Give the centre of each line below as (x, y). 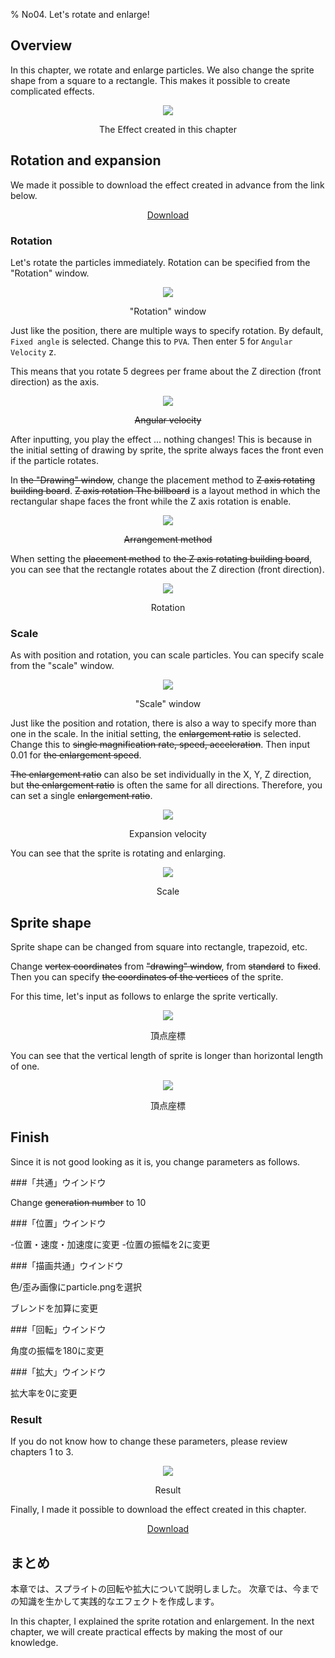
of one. (25, 1066)
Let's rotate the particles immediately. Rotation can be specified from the (160, 262)
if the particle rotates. (54, 460)
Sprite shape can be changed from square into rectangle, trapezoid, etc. (159, 947)
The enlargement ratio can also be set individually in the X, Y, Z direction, (161, 775)
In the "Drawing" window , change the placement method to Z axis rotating (163, 480)
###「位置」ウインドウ (58, 1223)
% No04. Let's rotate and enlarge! (80, 14)
